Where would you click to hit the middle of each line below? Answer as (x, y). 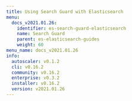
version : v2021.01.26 (38, 89)
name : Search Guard (41, 34)
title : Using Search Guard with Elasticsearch (65, 12)
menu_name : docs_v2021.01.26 (42, 50)
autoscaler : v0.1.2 (36, 61)
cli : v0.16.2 (28, 67)
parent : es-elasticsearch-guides (58, 39)
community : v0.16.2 (36, 72)
